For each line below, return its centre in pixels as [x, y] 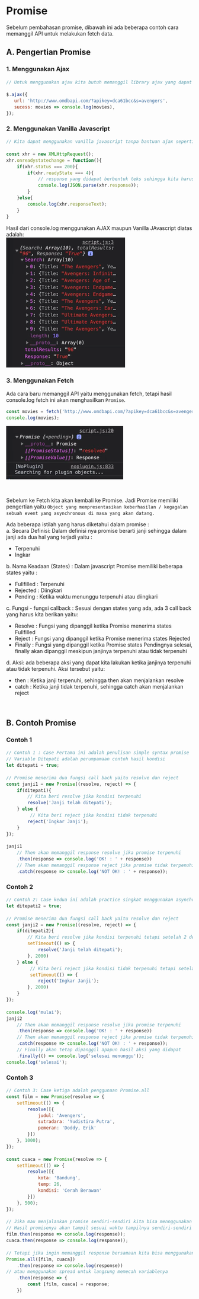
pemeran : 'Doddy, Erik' [67, 1128]
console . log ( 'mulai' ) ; [34, 1012]
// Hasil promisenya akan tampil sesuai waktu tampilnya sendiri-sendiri [99, 1228]
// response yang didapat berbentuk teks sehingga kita [108, 179]
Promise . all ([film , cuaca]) [41, 1259]
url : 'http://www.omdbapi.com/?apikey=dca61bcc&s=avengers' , [91, 101]
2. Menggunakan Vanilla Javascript [58, 129]
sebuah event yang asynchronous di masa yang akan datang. [81, 513]
